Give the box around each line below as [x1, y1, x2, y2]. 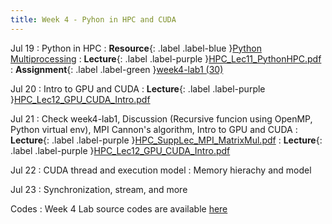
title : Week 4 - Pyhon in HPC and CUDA [10, 14, 177, 25]
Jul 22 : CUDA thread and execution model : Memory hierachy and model [10, 164, 312, 176]
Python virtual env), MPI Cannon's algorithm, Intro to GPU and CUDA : [10, 123, 298, 135]
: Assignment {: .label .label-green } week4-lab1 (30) [10, 63, 224, 75]
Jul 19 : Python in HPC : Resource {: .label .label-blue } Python [10, 42, 262, 54]
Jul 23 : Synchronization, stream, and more [10, 183, 188, 195]
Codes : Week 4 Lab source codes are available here [10, 202, 228, 215]
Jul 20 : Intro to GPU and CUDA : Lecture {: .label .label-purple [10, 82, 266, 95]
